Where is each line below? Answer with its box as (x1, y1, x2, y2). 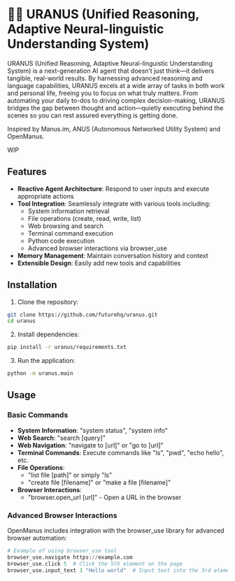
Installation (7, 279, 57, 291)
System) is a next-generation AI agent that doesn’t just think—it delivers (7, 66, 215, 75)
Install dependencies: (17, 330, 80, 338)
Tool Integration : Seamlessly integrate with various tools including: (17, 199, 211, 208)
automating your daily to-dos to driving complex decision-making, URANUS (7, 96, 225, 104)
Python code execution (27, 236, 95, 245)
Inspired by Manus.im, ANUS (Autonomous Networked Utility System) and (7, 124, 220, 133)
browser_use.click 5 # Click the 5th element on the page (7, 560, 183, 567)
